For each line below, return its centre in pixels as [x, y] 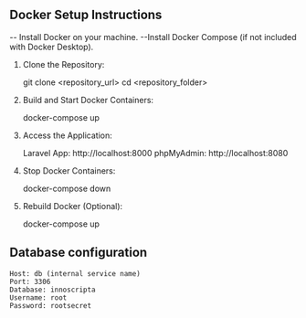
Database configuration [79, 253]
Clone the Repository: [63, 64]
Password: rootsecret [51, 305]
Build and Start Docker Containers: [88, 100]
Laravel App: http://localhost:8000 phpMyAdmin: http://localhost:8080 [155, 153]
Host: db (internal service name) [75, 273]
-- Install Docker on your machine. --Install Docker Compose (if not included [153, 37]
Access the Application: [67, 135]
